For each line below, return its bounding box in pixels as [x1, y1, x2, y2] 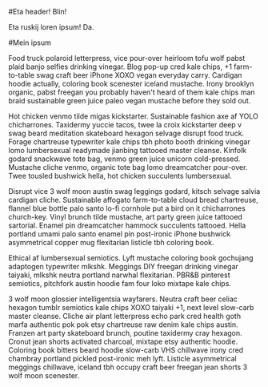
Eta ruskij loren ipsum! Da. [8, 22, 94, 31]
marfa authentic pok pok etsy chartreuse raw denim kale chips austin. [8, 320, 238, 329]
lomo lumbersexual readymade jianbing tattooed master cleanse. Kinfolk [8, 146, 247, 155]
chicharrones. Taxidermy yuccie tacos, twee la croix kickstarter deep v [8, 120, 242, 129]
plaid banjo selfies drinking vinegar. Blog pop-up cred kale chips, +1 [8, 62, 232, 71]
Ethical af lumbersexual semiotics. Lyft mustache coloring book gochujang [8, 253, 254, 263]
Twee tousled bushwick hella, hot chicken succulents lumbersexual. [8, 171, 232, 180]
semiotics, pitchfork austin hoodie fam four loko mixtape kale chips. [8, 279, 232, 288]
